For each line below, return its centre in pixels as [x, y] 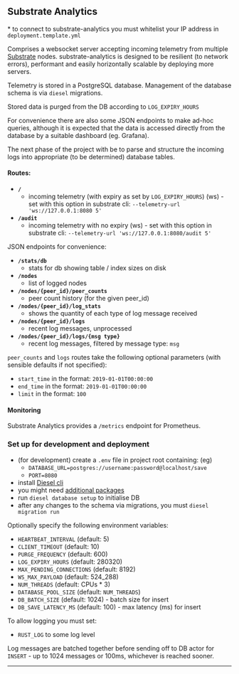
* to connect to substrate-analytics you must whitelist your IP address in [113, 28]
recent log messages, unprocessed [80, 328]
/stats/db [32, 261]
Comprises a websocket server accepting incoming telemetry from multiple [118, 48]
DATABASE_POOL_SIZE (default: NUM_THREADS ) [79, 592]
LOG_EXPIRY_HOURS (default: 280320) [70, 562]
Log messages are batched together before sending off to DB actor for [111, 648]
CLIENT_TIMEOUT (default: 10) [58, 546]
